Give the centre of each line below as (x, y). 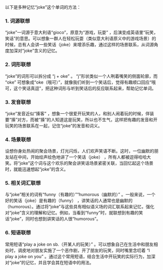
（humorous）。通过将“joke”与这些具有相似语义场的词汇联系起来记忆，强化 (80, 207)
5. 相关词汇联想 (23, 183)
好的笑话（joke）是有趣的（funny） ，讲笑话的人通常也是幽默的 (69, 200)
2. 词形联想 (18, 65)
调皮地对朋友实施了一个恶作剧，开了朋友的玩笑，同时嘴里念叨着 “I (84, 250)
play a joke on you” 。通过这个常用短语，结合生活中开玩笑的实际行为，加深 (80, 256)
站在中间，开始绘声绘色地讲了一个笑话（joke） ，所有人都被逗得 (74, 157)
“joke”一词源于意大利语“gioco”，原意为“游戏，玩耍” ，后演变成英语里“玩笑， (81, 33)
